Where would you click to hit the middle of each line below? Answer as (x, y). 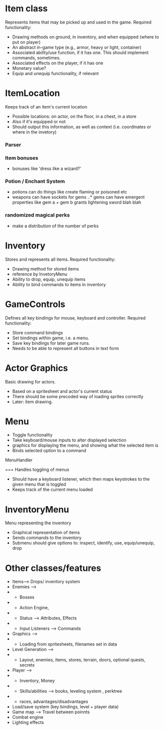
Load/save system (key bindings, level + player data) (65, 707)
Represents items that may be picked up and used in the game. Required (78, 22)
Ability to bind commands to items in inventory (59, 284)
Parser (13, 144)
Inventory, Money (37, 681)
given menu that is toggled (39, 485)
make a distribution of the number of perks (55, 226)
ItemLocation (33, 93)
